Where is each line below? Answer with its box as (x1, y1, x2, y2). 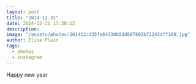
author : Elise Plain (6, 37, 59, 43)
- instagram (12, 54, 43, 60)
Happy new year (6, 71, 48, 78)
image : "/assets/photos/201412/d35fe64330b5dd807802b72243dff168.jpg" (6, 32, 190, 38)
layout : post (6, 9, 40, 15)
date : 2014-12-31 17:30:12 (6, 20, 75, 26)
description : (6, 26, 40, 32)
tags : (6, 43, 20, 49)
